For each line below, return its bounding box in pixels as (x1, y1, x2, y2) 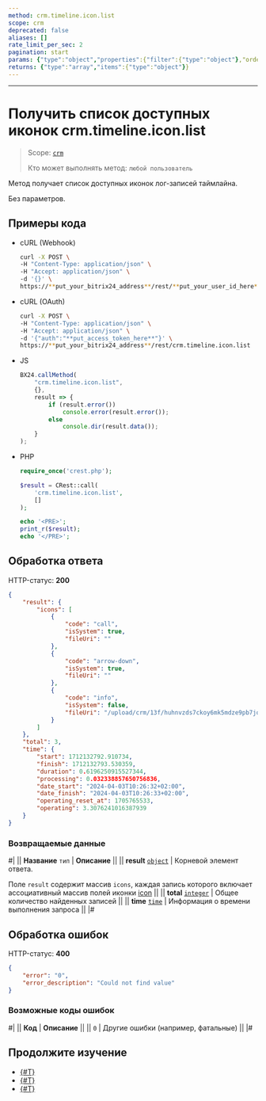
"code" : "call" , (64, 620, 119, 628)
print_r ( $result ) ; (19, 525, 81, 533)
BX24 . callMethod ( (19, 371, 78, 379)
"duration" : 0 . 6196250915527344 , (36, 768, 147, 775)
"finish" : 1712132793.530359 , (36, 760, 136, 768)
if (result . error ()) (48, 401, 116, 409)
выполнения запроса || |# (8, 905, 95, 915)
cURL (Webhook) (19, 238, 76, 247)
